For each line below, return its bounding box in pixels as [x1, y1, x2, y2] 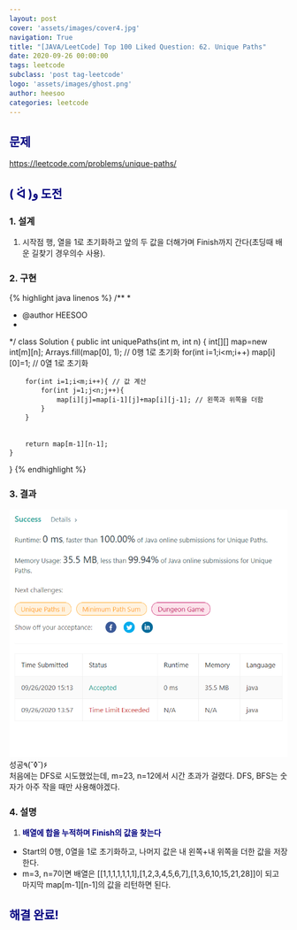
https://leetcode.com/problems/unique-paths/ [9, 158, 177, 169]
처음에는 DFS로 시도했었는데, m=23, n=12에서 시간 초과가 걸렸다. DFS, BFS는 [9, 770, 278, 780]
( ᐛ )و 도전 [9, 186, 63, 201]
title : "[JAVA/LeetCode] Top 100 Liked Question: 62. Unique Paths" [9, 42, 267, 51]
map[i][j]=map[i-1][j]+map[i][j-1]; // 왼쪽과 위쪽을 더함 [56, 396, 263, 404]
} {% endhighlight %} [9, 465, 87, 475]
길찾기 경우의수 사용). [31, 248, 106, 258]
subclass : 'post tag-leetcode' [9, 71, 125, 80]
